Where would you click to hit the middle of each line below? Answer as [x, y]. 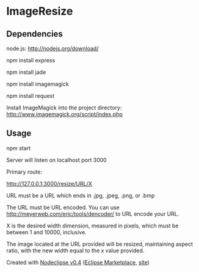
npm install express [31, 60]
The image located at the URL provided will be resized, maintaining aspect [100, 244]
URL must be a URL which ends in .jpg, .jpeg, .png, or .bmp [81, 195]
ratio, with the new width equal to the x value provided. [75, 250]
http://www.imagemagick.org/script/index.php [65, 114]
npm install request [31, 96]
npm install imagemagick [38, 84]
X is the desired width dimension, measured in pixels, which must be [92, 226]
